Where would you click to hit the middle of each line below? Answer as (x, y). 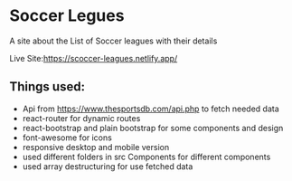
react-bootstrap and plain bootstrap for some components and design (153, 128)
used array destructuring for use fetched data (108, 166)
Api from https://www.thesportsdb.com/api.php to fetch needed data (151, 109)
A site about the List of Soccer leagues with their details (113, 41)
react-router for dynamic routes (81, 118)
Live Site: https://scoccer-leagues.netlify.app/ (94, 58)
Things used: (47, 87)
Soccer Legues (67, 16)
